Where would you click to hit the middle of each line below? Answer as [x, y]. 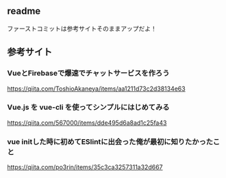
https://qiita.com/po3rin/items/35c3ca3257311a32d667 [85, 167]
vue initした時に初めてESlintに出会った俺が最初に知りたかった [110, 141]
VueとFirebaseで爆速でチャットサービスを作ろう [88, 73]
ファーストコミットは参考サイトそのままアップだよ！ [82, 28]
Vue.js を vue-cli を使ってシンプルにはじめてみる [88, 107]
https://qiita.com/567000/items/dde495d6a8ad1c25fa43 [87, 123]
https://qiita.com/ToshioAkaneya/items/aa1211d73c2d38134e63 [97, 89]
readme [24, 11]
